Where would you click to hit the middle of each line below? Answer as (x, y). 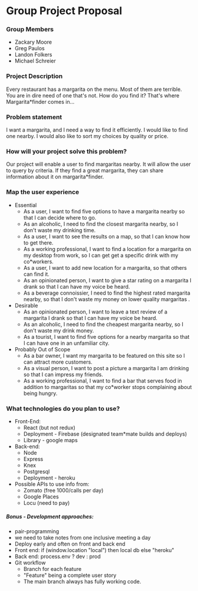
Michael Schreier (35, 61)
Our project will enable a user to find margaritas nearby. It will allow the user (99, 164)
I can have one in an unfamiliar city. (66, 343)
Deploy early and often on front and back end (70, 544)
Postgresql (37, 471)
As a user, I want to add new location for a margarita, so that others (105, 267)
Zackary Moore (33, 42)
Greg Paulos (30, 48)
